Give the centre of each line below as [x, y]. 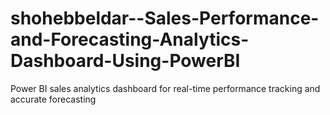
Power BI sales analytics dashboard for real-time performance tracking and [165, 88]
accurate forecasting [53, 99]
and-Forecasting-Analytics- [130, 39]
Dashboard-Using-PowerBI [125, 61]
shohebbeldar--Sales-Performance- [165, 18]
